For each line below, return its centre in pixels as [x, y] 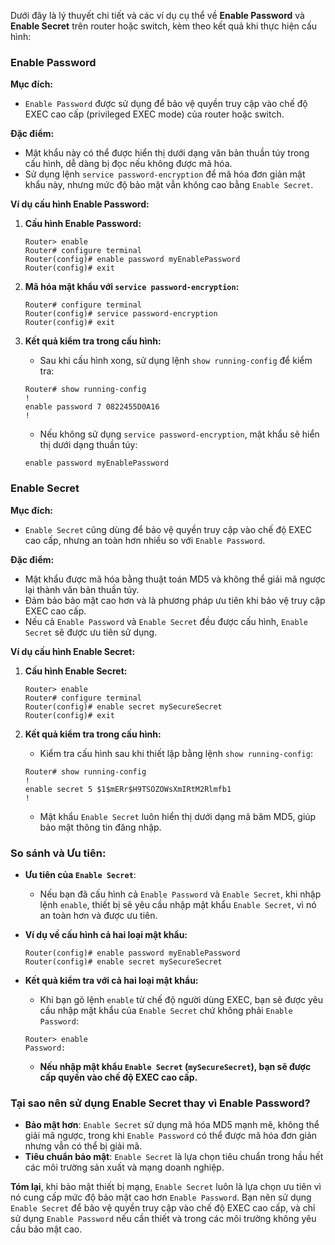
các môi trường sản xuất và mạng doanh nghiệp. [124, 1167]
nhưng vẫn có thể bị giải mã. [83, 1146]
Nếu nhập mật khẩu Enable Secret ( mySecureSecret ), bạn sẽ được [175, 1066]
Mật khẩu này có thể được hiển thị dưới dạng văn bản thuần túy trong [167, 153]
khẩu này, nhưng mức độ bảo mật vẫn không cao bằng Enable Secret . [169, 185]
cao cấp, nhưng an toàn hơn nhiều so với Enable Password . [145, 540]
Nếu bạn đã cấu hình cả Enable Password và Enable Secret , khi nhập [180, 894]
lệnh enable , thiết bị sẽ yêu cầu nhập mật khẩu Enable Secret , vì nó [178, 904]
